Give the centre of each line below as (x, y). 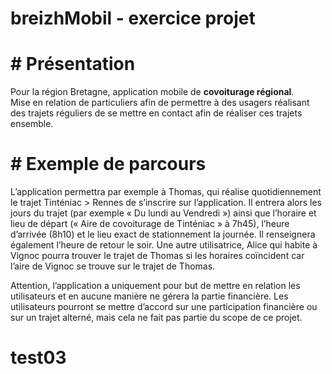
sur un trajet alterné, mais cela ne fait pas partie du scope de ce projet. (156, 318)
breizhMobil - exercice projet (133, 18)
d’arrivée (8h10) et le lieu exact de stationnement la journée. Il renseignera (163, 234)
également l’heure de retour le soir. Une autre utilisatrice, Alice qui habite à (164, 245)
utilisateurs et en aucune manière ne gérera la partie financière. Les (149, 296)
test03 (38, 358)
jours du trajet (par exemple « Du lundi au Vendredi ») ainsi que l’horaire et (163, 213)
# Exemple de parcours (108, 164)
